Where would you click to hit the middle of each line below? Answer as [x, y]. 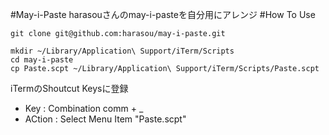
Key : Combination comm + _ [84, 108]
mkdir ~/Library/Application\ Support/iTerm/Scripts [122, 51]
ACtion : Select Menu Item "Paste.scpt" [105, 119]
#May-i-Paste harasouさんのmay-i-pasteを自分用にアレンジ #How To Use [163, 14]
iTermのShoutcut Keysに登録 [69, 88]
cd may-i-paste [42, 60]
